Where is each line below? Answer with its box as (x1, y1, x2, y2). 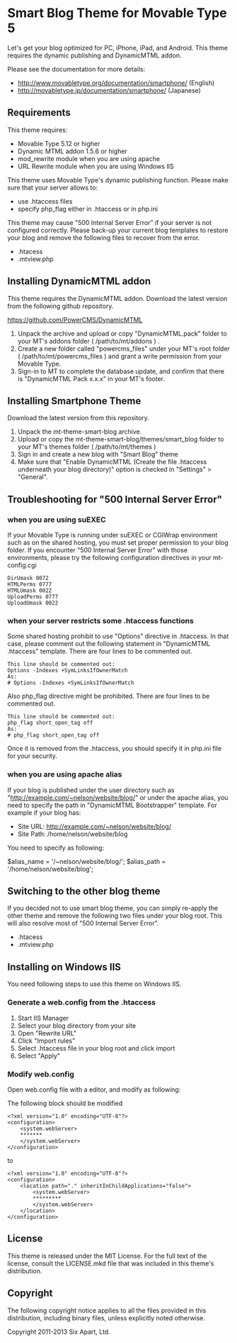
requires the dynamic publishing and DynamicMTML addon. (7, 51, 182, 60)
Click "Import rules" (17, 1036, 76, 1045)
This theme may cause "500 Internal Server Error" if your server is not (7, 218, 212, 226)
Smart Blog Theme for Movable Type (7, 5, 228, 21)
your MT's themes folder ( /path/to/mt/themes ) (17, 442, 156, 451)
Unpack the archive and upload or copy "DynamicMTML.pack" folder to (17, 329, 228, 338)
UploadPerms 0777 (7, 593, 59, 601)
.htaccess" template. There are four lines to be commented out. (7, 647, 192, 656)
